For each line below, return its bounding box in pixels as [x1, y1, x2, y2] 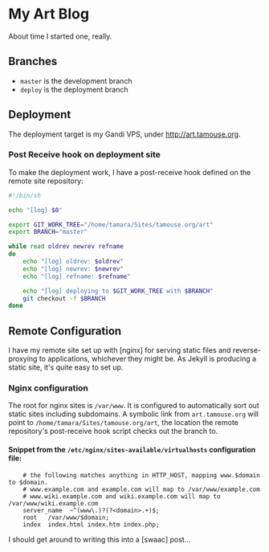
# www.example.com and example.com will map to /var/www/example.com [22, 485, 261, 493]
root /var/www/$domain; [22, 513, 110, 521]
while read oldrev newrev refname [8, 243, 124, 251]
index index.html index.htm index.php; [22, 520, 160, 529]
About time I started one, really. [8, 31, 112, 41]
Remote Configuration [8, 324, 122, 337]
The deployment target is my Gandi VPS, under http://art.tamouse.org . [8, 129, 241, 139]
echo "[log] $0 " [8, 206, 63, 214]
